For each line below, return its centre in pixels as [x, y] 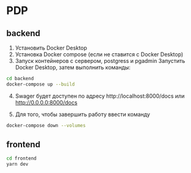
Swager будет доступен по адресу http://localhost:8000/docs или [100, 96]
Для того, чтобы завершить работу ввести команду [83, 114]
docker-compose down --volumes [46, 125]
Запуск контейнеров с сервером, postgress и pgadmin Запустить [100, 61]
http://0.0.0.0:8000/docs [46, 102]
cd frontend [21, 159]
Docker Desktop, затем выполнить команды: [73, 67]
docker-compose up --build [41, 84]
